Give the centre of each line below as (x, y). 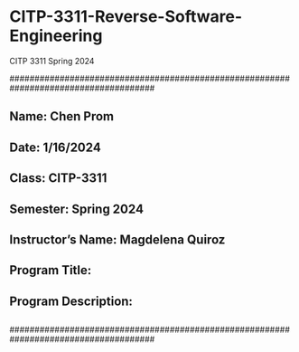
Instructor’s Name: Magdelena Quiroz (117, 239)
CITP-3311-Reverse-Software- (126, 17)
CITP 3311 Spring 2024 (52, 61)
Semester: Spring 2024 (77, 209)
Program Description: (71, 301)
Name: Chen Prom (62, 116)
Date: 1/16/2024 (55, 147)
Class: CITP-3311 (58, 178)
